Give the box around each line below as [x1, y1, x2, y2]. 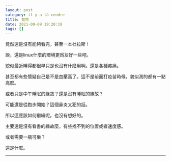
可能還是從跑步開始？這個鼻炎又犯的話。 [5, 101, 90, 108]
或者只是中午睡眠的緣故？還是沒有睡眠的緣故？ [5, 91, 103, 97]
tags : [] [5, 26, 24, 32]
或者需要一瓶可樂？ [5, 134, 46, 140]
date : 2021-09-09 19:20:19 [5, 21, 63, 27]
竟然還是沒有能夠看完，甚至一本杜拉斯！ [5, 41, 90, 47]
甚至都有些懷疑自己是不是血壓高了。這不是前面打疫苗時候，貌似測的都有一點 [5, 73, 166, 79]
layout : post [5, 7, 33, 13]
